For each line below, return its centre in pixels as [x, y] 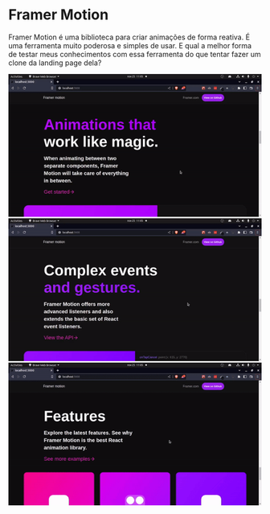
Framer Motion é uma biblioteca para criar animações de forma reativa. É [129, 37]
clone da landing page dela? [55, 63]
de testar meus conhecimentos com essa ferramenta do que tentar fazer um [135, 54]
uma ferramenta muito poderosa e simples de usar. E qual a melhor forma [130, 45]
